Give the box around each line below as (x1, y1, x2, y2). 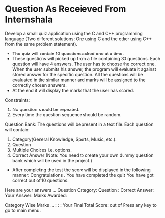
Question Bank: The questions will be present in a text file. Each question (5, 121, 154, 127)
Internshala (5, 14, 53, 25)
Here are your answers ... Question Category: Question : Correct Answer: (5, 187, 154, 193)
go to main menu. (5, 207, 41, 213)
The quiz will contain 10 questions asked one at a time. (12, 51, 124, 56)
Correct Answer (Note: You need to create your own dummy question (12, 152, 154, 158)
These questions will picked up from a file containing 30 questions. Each (12, 55, 161, 61)
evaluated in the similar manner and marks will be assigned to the (12, 77, 146, 83)
